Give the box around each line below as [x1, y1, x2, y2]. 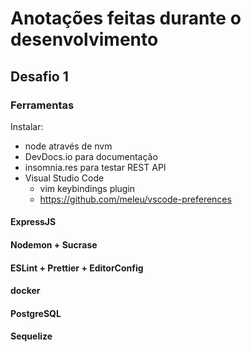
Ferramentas [10, 98, 75, 112]
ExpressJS [10, 216, 57, 228]
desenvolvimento [10, 28, 159, 51]
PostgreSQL [10, 307, 62, 319]
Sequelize [10, 330, 53, 342]
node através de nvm [24, 140, 113, 152]
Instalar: [10, 120, 44, 132]
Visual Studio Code [24, 172, 105, 184]
